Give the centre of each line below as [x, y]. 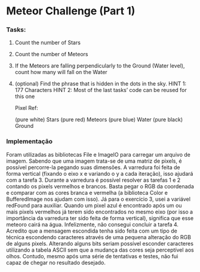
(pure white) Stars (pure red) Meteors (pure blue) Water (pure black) [99, 120]
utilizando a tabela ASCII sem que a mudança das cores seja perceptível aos [100, 250]
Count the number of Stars [47, 42]
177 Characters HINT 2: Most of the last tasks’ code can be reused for [101, 90]
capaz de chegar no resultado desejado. [56, 262]
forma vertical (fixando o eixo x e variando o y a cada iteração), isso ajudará [100, 173]
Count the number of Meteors [51, 54]
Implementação [29, 142]
